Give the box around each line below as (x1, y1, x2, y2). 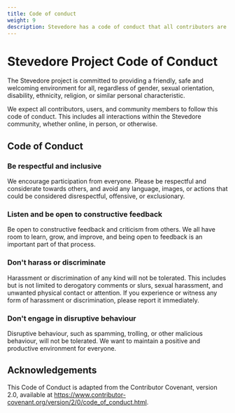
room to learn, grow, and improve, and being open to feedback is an (7, 232, 203, 241)
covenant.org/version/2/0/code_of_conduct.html (7, 398, 147, 406)
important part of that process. (7, 240, 96, 248)
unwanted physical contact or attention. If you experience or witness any (7, 288, 218, 297)
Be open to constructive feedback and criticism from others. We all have (7, 225, 215, 234)
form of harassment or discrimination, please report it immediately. (7, 295, 199, 304)
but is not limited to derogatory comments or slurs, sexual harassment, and (7, 281, 224, 289)
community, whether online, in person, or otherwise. (7, 120, 158, 128)
